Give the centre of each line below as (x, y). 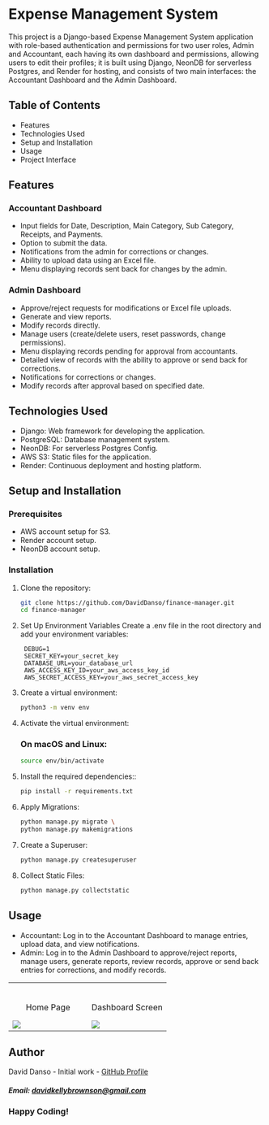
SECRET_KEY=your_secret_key (71, 656)
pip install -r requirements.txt (77, 792)
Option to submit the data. (64, 243)
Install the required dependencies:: (78, 776)
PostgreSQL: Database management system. (95, 439)
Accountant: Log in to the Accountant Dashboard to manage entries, (134, 935)
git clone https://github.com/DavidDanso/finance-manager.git (127, 602)
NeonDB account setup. (60, 549)
